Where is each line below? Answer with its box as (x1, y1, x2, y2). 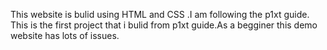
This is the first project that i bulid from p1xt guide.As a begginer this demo (10, 19, 318, 31)
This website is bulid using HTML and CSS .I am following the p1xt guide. (10, 9, 310, 20)
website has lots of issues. (10, 30, 120, 41)
